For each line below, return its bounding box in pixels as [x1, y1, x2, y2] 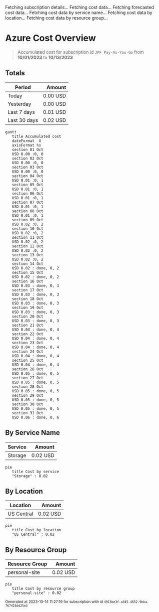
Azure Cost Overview [5, 33, 96, 44]
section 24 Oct [11, 349, 43, 354]
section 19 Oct [11, 305, 43, 310]
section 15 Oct [11, 270, 43, 275]
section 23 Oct [11, 340, 43, 345]
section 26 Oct [11, 366, 43, 372]
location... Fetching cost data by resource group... [5, 15, 108, 21]
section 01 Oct [11, 147, 43, 152]
